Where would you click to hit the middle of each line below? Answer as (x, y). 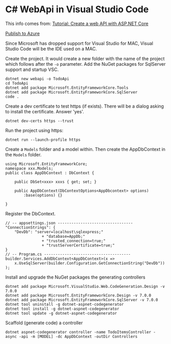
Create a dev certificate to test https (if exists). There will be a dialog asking (85, 106)
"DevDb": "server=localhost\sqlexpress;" (59, 232)
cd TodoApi (17, 83)
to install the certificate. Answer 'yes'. (45, 111)
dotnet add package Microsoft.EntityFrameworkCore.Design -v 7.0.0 (78, 295)
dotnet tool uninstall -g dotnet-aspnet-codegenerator (65, 304)
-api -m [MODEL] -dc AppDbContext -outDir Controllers (78, 336)
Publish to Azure (22, 33)
